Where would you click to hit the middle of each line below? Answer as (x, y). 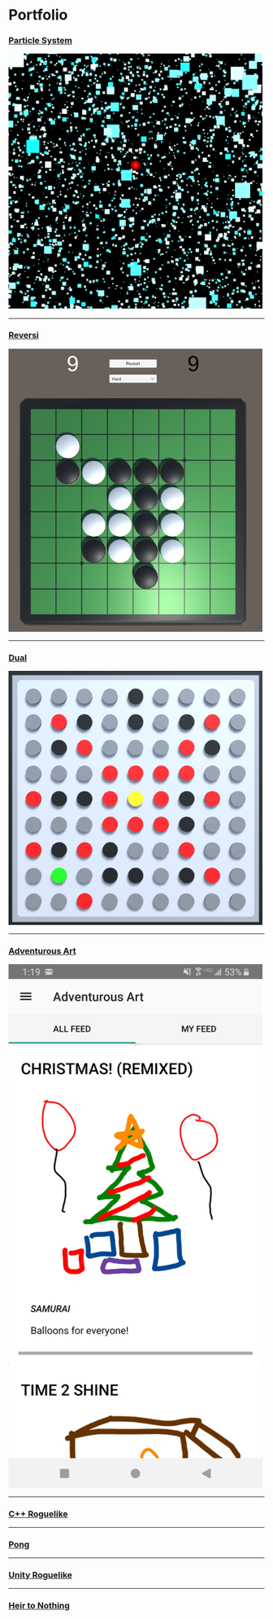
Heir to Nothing (39, 1606)
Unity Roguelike (41, 1575)
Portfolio (38, 15)
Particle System (41, 41)
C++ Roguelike (38, 1514)
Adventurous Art (42, 951)
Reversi (24, 336)
